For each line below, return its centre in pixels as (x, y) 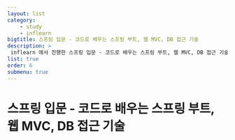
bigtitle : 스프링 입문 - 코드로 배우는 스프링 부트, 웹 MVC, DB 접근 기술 (103, 40)
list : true (23, 59)
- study (31, 26)
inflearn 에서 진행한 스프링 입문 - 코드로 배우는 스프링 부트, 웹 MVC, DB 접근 (113, 53)
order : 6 (20, 65)
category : (22, 20)
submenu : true (28, 72)
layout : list (26, 14)
